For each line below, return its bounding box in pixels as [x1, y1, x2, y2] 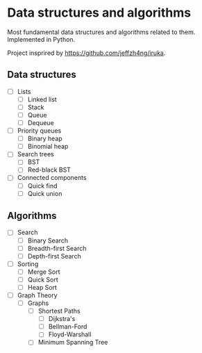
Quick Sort [27, 275, 59, 284]
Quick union [27, 189, 62, 197]
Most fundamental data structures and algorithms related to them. [7, 28, 196, 36]
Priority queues [17, 126, 62, 135]
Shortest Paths [37, 307, 81, 315]
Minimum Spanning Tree [37, 338, 108, 347]
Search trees [17, 150, 54, 158]
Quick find [27, 181, 58, 190]
